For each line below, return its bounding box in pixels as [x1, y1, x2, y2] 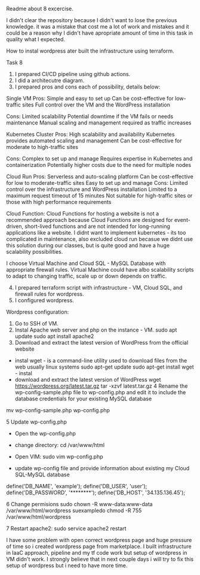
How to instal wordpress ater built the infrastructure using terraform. [6, 47, 174, 54]
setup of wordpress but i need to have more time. [6, 562, 128, 569]
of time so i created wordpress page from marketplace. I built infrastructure [6, 543, 192, 550]
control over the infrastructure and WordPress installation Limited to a [6, 185, 177, 193]
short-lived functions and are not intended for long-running [24, 223, 170, 230]
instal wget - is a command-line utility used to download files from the [14, 357, 187, 364]
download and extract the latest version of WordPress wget [14, 376, 161, 383]
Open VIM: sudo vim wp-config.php [14, 453, 103, 460]
